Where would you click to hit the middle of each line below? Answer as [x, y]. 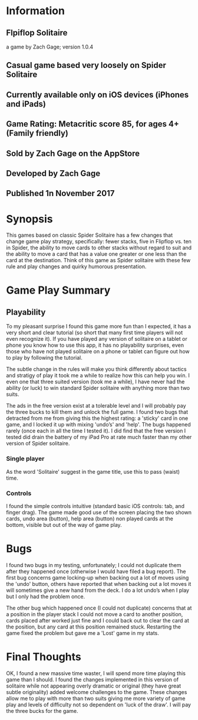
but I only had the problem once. [46, 596]
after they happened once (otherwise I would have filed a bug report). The [96, 571]
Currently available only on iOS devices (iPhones [98, 95]
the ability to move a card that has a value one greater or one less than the [96, 254]
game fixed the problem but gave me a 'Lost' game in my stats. [82, 633]
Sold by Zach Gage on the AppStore [73, 153]
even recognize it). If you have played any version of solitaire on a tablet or [97, 339]
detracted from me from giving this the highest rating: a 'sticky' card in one [97, 418]
